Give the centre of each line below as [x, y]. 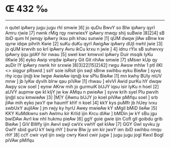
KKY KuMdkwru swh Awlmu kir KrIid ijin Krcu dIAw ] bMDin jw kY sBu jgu [81, 113]
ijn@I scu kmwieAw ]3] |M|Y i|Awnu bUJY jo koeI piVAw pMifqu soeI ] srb [82, 97]
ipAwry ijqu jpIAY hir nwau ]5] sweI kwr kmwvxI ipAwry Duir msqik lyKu [79, 54]
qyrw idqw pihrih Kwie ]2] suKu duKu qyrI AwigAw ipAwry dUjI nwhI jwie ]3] [84, 43]
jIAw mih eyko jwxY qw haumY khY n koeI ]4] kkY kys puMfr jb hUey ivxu [81, 103]
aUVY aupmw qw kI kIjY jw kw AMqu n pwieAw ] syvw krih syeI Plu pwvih [82, 92]
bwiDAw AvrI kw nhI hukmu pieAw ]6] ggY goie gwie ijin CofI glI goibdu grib [84, 119]
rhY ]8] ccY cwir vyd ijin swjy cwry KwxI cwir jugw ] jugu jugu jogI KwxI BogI [84, 135]
